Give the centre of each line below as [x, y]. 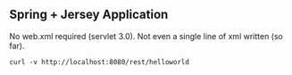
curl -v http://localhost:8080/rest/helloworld [100, 62]
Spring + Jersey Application [89, 15]
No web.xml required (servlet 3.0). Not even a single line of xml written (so [146, 36]
